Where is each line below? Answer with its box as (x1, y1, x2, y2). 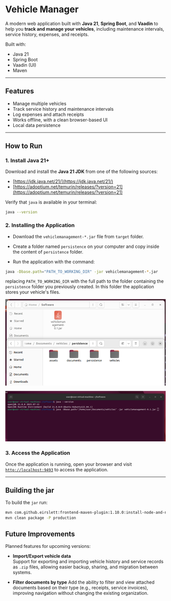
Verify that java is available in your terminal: (5, 199, 97, 205)
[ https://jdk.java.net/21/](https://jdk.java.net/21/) (12, 179, 113, 185)
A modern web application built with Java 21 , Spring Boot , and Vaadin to (5, 20, 159, 27)
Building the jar (5, 486, 54, 495)
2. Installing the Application (5, 222, 75, 229)
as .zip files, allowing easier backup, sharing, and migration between (12, 564, 158, 570)
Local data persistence (12, 122, 61, 128)
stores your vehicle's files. (5, 289, 61, 295)
